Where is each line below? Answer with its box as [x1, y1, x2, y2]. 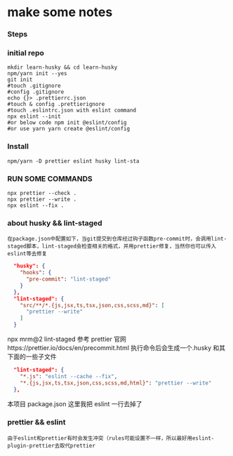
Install [7, 142, 29, 152]
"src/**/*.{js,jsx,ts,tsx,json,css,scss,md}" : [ [20, 302, 165, 309]
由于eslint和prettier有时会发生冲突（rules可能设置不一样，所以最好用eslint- [7, 434, 215, 442]
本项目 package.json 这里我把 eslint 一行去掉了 [7, 399, 142, 408]
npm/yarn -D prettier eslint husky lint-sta [7, 157, 140, 165]
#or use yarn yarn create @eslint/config [7, 126, 131, 133]
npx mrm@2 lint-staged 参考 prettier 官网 [7, 335, 126, 344]
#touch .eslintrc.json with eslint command [7, 107, 137, 114]
